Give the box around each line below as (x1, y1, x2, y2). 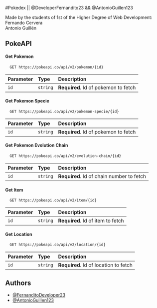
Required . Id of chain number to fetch (58, 173, 146, 179)
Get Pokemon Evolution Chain (5, 142, 68, 148)
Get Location (5, 231, 32, 237)
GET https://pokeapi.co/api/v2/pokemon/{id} (9, 64, 104, 69)
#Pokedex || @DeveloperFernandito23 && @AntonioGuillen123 (5, 5, 133, 10)
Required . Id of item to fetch (58, 217, 124, 224)
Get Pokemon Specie (5, 98, 50, 104)
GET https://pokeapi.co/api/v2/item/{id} (9, 198, 97, 203)
